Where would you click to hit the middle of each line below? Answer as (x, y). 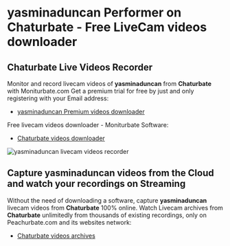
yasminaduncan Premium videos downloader (81, 112)
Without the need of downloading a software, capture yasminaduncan (107, 200)
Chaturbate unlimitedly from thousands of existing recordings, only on (107, 215)
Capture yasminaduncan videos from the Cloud (111, 173)
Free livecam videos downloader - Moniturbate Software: (88, 125)
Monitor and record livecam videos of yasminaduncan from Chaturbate (109, 83)
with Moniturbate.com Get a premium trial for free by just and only (101, 91)
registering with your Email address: (58, 98)
